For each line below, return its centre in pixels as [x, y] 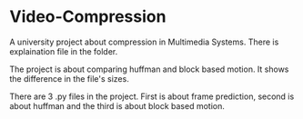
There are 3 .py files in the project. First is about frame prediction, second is [152, 96]
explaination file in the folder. [64, 51]
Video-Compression [88, 17]
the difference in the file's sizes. [69, 78]
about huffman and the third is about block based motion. [117, 105]
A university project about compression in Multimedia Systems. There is [144, 42]
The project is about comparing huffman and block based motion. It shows [149, 69]
